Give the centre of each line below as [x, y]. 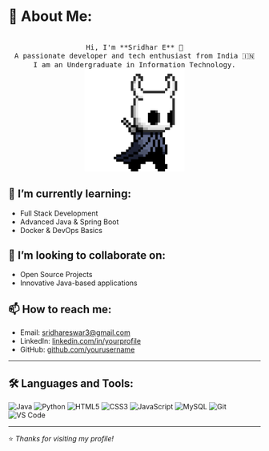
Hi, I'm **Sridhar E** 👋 [134, 47]
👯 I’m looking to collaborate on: [87, 256]
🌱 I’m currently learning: [70, 194]
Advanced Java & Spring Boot [69, 221]
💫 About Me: [50, 16]
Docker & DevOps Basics [61, 230]
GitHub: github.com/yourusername [77, 350]
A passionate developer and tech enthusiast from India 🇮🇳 [134, 56]
